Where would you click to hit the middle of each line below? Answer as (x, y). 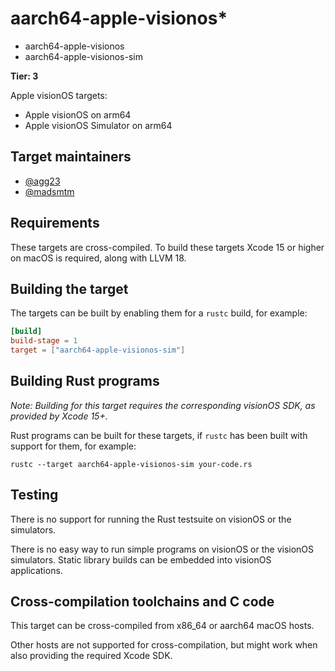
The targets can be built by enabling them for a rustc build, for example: (159, 313)
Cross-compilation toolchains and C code (142, 602)
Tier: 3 (24, 76)
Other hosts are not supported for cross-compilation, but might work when (164, 645)
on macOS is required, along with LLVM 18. (98, 258)
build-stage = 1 (44, 341)
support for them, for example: (73, 446)
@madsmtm (49, 191)
